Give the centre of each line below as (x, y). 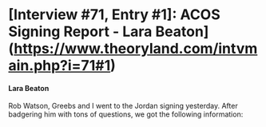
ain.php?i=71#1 (60, 66)
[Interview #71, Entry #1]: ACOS (115, 15)
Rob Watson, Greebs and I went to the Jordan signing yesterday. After (123, 106)
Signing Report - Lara (80, 32)
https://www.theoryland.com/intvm (136, 49)
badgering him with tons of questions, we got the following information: (126, 114)
